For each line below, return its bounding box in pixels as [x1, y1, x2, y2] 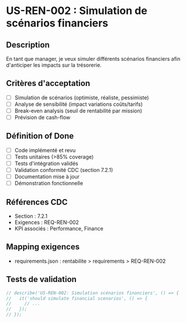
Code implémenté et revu [14, 146, 76, 153]
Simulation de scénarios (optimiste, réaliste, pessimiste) [14, 94, 149, 101]
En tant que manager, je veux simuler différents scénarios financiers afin [6, 56, 181, 62]
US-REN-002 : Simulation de [6, 4, 147, 18]
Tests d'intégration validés [14, 160, 78, 167]
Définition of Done [6, 131, 74, 141]
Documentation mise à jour [14, 173, 80, 180]
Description [6, 40, 50, 50]
